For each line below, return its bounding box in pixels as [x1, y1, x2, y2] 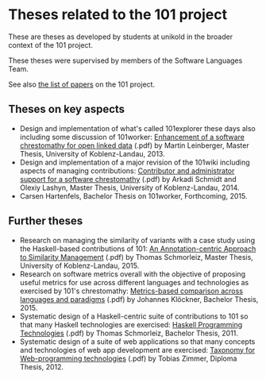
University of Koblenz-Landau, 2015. [19, 261, 140, 270]
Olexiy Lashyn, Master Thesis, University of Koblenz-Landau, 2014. [19, 183, 240, 192]
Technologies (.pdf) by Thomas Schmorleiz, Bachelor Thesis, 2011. [19, 328, 238, 338]
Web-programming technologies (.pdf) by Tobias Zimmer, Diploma [19, 354, 237, 363]
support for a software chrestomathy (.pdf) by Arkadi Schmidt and [19, 174, 237, 184]
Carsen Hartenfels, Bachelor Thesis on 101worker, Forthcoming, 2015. [19, 191, 248, 200]
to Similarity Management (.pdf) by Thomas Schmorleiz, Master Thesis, [19, 252, 254, 261]
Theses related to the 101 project [8, 6, 228, 24]
